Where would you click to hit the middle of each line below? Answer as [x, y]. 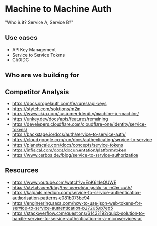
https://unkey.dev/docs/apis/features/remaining [60, 119]
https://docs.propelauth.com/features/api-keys [59, 103]
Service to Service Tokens [39, 55]
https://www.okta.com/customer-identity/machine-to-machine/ [76, 113]
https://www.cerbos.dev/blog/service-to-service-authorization [75, 155]
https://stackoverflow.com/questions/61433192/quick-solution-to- [78, 213]
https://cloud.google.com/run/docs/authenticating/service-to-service [82, 139]
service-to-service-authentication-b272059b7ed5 [62, 208]
